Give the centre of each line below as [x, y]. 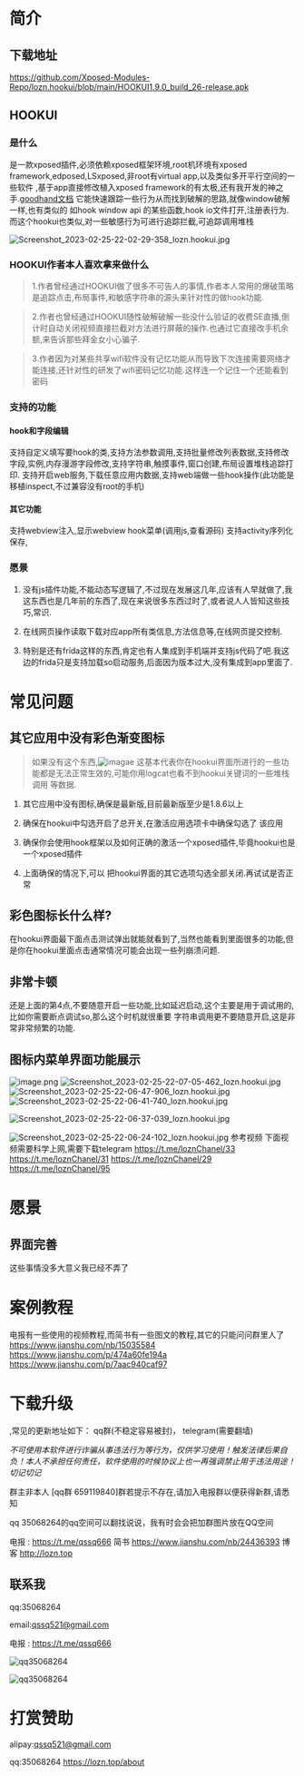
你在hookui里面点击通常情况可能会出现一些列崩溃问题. [118, 950]
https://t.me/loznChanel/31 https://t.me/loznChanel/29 [111, 1159]
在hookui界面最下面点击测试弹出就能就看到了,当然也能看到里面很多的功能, [147, 939]
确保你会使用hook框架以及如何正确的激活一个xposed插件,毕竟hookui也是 [159, 842]
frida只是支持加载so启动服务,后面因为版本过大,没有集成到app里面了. [166, 662]
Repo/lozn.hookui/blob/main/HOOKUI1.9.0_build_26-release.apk [129, 87]
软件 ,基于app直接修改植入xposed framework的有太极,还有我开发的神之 [150, 187]
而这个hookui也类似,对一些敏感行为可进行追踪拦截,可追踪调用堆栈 [132, 221]
